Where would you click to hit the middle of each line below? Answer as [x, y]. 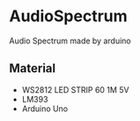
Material [32, 68]
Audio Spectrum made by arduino [70, 41]
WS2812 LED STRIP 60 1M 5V [75, 89]
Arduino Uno [45, 109]
